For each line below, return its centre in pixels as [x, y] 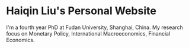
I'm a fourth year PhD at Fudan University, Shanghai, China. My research [95, 27]
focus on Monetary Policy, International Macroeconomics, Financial [88, 33]
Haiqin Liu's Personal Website [81, 11]
